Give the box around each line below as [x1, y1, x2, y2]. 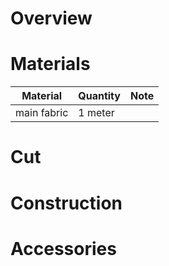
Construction [10, 192, 123, 214]
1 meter [78, 106, 115, 120]
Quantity [78, 89, 121, 103]
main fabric [15, 106, 69, 120]
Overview [10, 7, 93, 30]
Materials [10, 53, 91, 76]
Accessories [10, 237, 117, 260]
